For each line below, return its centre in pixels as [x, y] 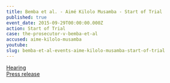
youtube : [17, 45]
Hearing [16, 67]
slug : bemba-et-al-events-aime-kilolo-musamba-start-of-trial [86, 51]
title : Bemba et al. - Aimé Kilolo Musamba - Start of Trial [84, 12]
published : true [26, 17]
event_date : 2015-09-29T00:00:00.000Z [55, 23]
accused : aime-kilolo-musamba [44, 39]
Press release [23, 74]
